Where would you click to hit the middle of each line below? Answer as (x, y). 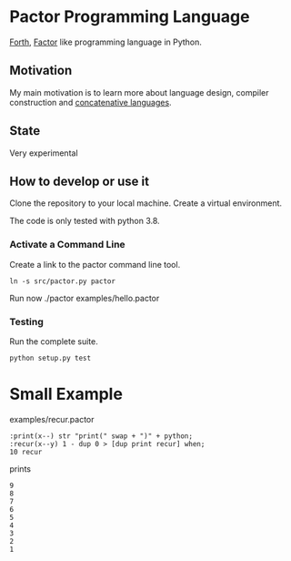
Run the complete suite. (54, 341)
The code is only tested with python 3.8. (85, 221)
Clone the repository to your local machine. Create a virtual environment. (146, 203)
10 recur (26, 452)
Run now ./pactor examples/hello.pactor (85, 298)
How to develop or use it (80, 181)
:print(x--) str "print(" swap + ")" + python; (101, 436)
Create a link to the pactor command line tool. (95, 264)
